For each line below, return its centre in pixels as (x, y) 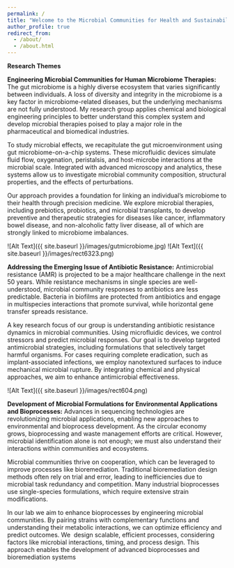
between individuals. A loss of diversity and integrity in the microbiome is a (115, 94)
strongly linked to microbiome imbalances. (68, 232)
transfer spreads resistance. (48, 312)
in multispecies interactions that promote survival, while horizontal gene (110, 304)
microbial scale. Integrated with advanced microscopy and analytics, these (115, 167)
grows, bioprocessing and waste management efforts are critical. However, (115, 434)
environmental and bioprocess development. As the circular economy (107, 426)
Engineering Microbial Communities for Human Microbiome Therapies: (112, 80)
